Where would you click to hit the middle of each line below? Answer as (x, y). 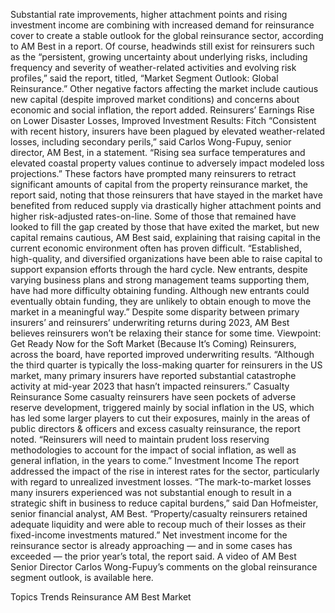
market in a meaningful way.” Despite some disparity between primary (155, 312)
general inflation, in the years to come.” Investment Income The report (155, 460)
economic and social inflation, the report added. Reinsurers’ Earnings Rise (162, 110)
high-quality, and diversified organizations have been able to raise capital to (166, 258)
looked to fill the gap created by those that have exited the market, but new (165, 227)
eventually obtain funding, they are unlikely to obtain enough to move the (161, 301)
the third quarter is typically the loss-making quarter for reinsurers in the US (166, 365)
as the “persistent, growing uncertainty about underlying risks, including (159, 57)
